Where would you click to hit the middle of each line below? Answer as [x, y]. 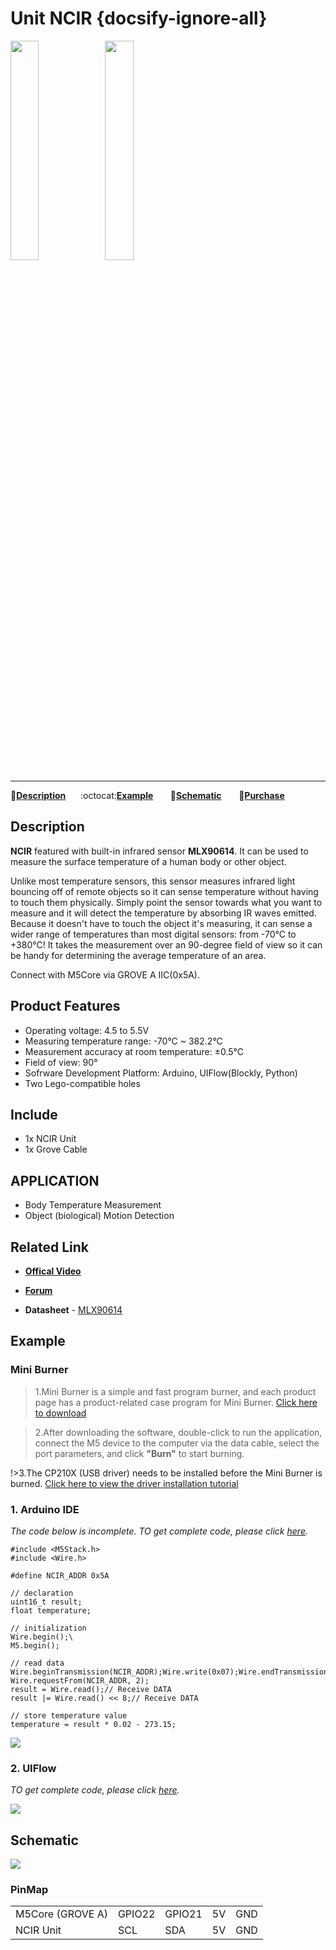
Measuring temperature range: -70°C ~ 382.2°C [123, 1041]
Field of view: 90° [61, 1062]
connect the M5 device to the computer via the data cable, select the [177, 1443]
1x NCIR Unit [50, 1139]
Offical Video [53, 1271]
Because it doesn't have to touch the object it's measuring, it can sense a [161, 923]
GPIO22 [136, 1914]
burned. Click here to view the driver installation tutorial [124, 1483]
